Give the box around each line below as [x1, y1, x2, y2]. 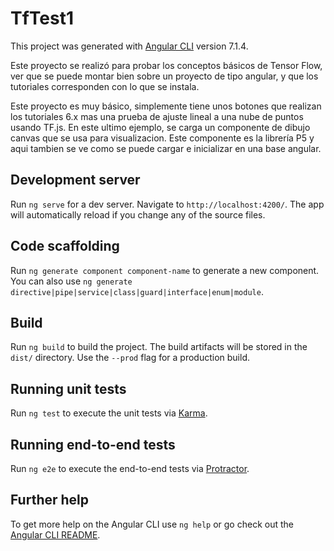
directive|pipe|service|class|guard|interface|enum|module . [10, 285, 264, 297]
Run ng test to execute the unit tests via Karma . [10, 407, 208, 419]
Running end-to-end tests [10, 436, 176, 453]
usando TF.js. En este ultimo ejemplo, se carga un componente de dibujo [10, 121, 311, 133]
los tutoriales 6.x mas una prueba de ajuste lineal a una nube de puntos [10, 110, 304, 122]
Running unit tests [10, 380, 127, 397]
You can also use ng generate [10, 275, 133, 287]
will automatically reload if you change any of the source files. [10, 208, 266, 221]
